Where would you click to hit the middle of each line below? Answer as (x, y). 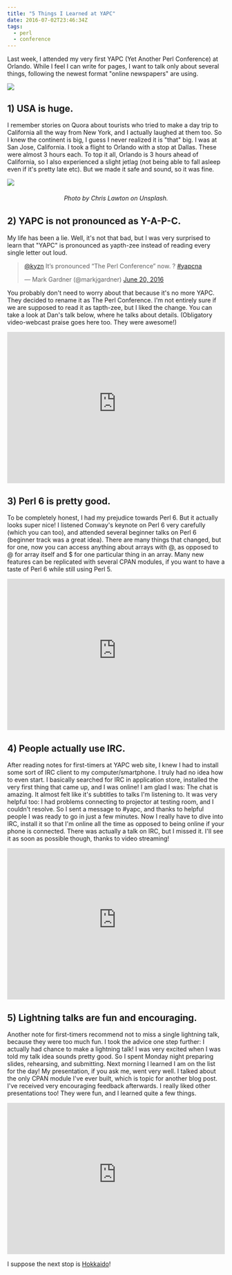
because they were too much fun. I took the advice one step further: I (106, 1042)
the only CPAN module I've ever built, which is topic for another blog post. (112, 1079)
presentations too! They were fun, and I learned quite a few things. (102, 1093)
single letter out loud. (37, 253)
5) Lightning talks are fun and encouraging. (102, 1018)
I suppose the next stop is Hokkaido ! (59, 1264)
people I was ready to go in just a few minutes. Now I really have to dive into (115, 816)
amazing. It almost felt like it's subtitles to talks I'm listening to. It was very (112, 795)
